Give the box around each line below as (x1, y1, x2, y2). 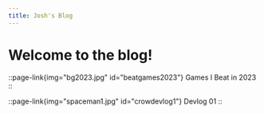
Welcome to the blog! (8, 45, 153, 64)
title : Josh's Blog (8, 11, 73, 20)
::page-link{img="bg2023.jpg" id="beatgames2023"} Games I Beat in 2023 (8, 73, 257, 82)
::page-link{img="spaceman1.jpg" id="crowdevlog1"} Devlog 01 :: (8, 96, 223, 106)
